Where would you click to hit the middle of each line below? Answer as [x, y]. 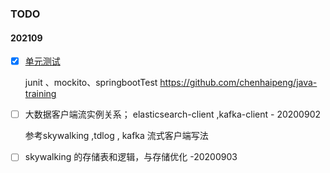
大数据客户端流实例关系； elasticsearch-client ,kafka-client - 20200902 [173, 114]
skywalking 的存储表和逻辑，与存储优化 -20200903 [131, 157]
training [40, 94]
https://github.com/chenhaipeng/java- [238, 83]
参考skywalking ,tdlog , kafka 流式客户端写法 [116, 136]
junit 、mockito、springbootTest [91, 83]
